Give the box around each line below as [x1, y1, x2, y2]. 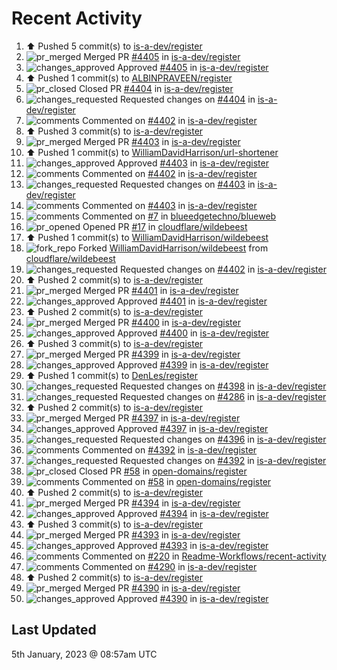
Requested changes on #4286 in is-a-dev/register [119, 390, 327, 402]
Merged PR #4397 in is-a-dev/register [83, 412, 241, 424]
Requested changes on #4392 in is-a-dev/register [119, 454, 327, 466]
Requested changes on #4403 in [119, 178, 256, 190]
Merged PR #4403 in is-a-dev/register [83, 135, 241, 147]
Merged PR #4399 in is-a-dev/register [83, 348, 241, 360]
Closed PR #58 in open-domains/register [78, 465, 248, 477]
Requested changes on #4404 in [119, 93, 256, 105]
